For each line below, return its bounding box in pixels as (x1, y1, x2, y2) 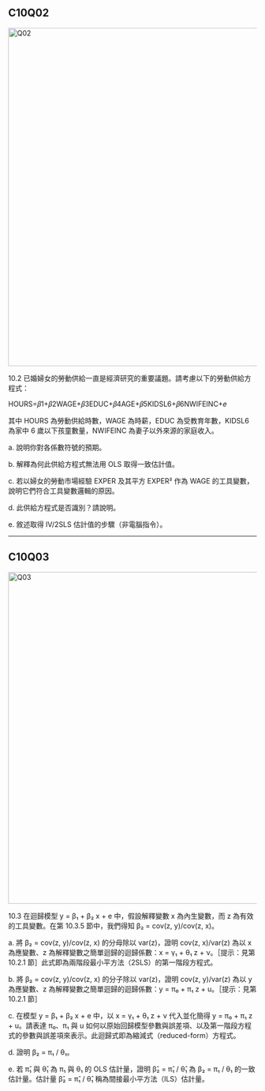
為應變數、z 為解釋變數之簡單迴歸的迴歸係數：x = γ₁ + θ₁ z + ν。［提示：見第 (8, 947, 256, 957)
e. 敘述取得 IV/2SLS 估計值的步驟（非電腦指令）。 (8, 519, 167, 529)
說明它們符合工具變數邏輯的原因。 (8, 486, 119, 495)
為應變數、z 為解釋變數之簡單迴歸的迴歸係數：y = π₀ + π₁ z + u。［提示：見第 (8, 984, 257, 994)
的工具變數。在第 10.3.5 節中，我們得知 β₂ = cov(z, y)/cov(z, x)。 (8, 920, 219, 931)
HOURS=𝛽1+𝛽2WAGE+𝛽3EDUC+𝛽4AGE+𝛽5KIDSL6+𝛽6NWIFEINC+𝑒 (8, 399, 227, 408)
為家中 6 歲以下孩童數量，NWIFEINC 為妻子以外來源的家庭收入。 (8, 426, 218, 435)
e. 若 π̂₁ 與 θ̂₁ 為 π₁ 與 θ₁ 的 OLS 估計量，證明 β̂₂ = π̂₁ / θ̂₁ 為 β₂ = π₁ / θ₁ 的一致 (8, 1064, 256, 1074)
